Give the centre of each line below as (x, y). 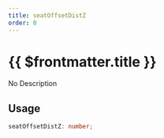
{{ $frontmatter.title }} (82, 62)
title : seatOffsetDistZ (47, 15)
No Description (33, 84)
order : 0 (22, 23)
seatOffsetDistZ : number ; (50, 127)
